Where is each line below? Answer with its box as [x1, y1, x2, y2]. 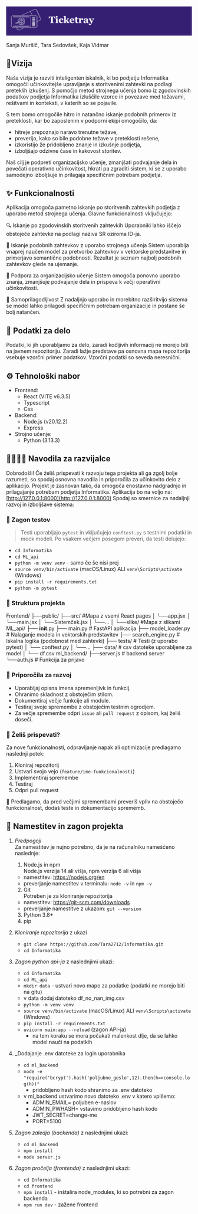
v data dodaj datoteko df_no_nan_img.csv [23, 995, 125, 1002]
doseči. [14, 716, 33, 723]
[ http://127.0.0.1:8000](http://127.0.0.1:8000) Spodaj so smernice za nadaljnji [6, 494, 190, 501]
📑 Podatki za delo [6, 326, 71, 336]
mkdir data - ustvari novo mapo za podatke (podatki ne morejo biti [23, 982, 185, 989]
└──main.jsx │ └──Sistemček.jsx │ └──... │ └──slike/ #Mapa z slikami [6, 619, 180, 626]
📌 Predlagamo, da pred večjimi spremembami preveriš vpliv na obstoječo [6, 798, 184, 805]
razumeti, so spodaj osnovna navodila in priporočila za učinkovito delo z [6, 475, 181, 483]
